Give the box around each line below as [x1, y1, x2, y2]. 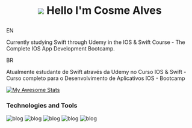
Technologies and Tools [6, 102, 78, 110]
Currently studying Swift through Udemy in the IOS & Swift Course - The [6, 38, 185, 46]
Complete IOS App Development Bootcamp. [6, 45, 116, 52]
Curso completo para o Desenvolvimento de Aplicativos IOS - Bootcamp [6, 75, 185, 82]
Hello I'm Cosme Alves [46, 4, 162, 17]
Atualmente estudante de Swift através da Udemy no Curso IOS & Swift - [6, 69, 187, 76]
